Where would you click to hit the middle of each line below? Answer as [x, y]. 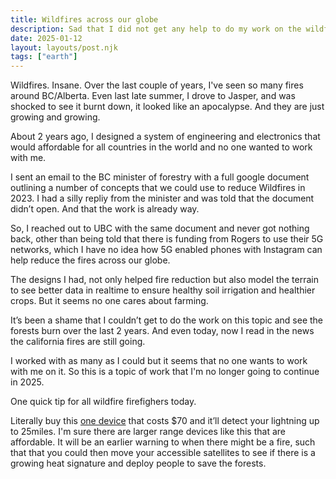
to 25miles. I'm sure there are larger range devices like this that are [148, 432]
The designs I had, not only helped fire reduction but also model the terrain [164, 280]
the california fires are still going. [78, 342]
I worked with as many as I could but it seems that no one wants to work [159, 361]
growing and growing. [55, 117]
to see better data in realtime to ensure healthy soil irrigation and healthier [163, 290]
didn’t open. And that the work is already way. [105, 209]
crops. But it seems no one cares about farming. [109, 301]
